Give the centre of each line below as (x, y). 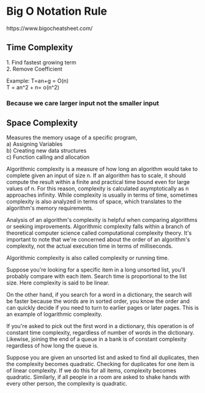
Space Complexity (42, 123)
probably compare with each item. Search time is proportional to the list (97, 277)
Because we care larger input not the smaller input (83, 103)
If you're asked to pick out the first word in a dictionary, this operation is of (100, 326)
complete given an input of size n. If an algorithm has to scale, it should (96, 175)
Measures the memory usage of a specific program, (72, 138)
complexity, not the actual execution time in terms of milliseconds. (90, 246)
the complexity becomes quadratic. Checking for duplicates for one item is (100, 364)
